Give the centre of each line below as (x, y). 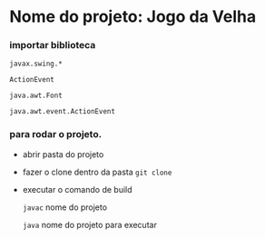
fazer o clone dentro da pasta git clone (97, 172)
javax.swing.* (36, 64)
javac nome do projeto (64, 207)
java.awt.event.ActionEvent (63, 112)
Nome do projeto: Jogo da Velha (133, 17)
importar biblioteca (53, 45)
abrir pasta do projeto (63, 154)
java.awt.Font (36, 96)
